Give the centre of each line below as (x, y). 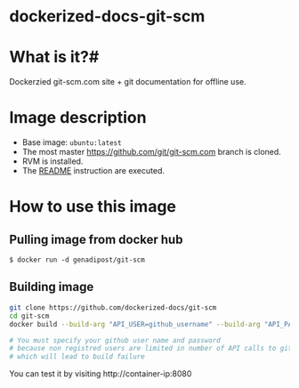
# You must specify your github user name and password (115, 340)
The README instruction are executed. (93, 171)
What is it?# (54, 57)
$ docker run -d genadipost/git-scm (77, 260)
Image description (78, 118)
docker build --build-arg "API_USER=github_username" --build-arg (135, 324)
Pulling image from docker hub (96, 239)
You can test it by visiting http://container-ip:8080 (101, 374)
